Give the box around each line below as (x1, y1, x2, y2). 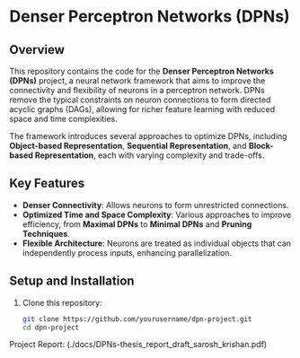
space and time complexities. (9, 114, 119, 124)
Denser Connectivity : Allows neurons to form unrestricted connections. (22, 199, 289, 210)
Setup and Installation (9, 274, 135, 289)
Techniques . (22, 228, 70, 239)
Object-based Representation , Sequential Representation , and (9, 141, 247, 151)
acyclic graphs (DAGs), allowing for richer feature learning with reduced (9, 104, 276, 114)
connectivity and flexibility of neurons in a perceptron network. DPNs (9, 85, 265, 95)
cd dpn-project (22, 323, 80, 332)
